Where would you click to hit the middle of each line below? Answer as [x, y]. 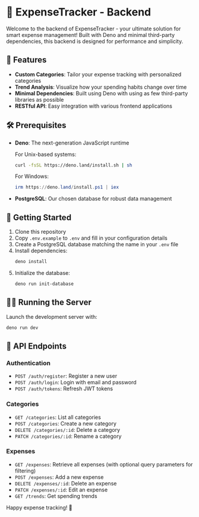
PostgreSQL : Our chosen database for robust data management [93, 199]
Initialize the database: [42, 273]
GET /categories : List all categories [58, 417]
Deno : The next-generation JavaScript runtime [72, 143]
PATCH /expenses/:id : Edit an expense [61, 490]
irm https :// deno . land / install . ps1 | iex [67, 187]
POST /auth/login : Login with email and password [75, 383]
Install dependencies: [41, 251]
